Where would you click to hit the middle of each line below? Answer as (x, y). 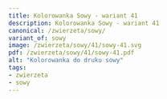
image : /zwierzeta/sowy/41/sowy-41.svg (75, 46)
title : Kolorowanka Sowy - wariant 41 (73, 16)
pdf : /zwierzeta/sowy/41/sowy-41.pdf (71, 53)
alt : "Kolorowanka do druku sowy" (66, 61)
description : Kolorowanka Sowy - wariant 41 (84, 23)
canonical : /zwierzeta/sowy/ (57, 30)
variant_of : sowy (37, 38)
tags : (17, 68)
